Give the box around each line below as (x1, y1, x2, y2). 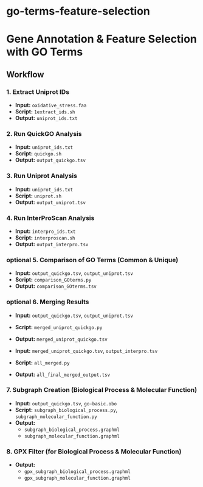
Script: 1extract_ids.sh (15, 108, 75, 115)
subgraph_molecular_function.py (15, 413, 97, 420)
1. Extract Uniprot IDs (6, 87, 70, 96)
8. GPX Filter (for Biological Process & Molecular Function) (6, 447, 182, 455)
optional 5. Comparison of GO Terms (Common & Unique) (6, 255, 179, 264)
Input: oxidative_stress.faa (15, 102, 87, 109)
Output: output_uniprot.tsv (15, 198, 86, 205)
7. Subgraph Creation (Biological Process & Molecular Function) (6, 386, 198, 394)
